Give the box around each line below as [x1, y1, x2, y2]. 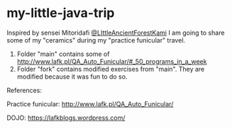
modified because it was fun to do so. [16, 72, 128, 81]
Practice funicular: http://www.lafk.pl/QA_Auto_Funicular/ [6, 99, 174, 108]
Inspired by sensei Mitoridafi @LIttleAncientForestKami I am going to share [6, 28, 225, 37]
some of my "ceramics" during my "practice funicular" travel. [6, 35, 186, 44]
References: [6, 86, 42, 94]
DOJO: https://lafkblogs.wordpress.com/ [6, 113, 126, 122]
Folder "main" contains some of [16, 50, 110, 58]
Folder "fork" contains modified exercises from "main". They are [16, 64, 205, 73]
